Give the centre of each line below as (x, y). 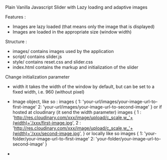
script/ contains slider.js (37, 56)
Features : (16, 17)
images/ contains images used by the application (63, 51)
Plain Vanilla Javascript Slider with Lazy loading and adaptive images (76, 7)
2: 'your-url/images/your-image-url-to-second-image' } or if (100, 107)
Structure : (16, 41)
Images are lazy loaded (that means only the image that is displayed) (83, 26)
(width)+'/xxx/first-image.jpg (42, 123)
